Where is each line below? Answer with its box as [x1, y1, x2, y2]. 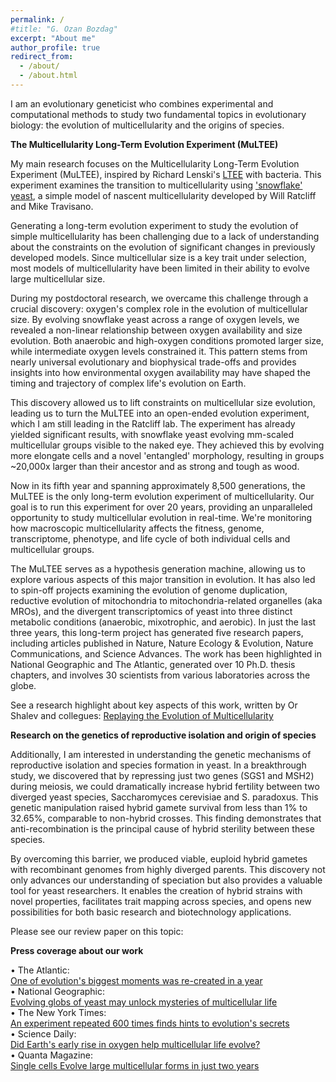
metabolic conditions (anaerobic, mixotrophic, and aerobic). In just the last [10, 616, 317, 628]
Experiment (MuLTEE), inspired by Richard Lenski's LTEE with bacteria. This [10, 168, 322, 180]
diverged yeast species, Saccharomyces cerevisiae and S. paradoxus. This [10, 791, 319, 803]
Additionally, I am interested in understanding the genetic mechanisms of [10, 748, 312, 760]
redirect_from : [10, 52, 74, 62]
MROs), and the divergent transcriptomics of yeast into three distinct [10, 605, 293, 617]
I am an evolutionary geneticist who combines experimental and [10, 97, 274, 110]
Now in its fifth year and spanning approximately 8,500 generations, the [10, 479, 306, 491]
